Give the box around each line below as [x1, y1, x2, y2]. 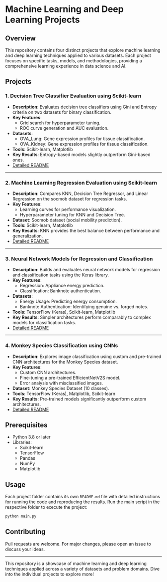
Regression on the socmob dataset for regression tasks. [12, 195, 127, 201]
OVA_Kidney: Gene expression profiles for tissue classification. [19, 141, 149, 147]
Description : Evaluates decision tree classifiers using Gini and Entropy [12, 104, 157, 110]
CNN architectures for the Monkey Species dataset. [12, 359, 118, 365]
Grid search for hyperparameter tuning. [19, 120, 101, 126]
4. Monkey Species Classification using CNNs [5, 342, 118, 349]
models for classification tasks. [12, 320, 76, 326]
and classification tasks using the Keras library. [12, 272, 109, 278]
